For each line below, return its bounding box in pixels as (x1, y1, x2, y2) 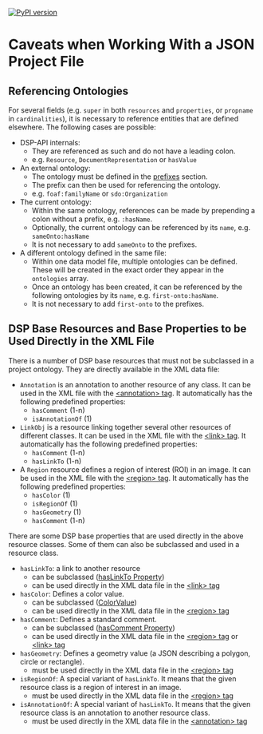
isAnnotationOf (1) (31, 414, 92, 423)
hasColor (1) (31, 490, 71, 499)
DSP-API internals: (19, 138, 81, 147)
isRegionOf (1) (31, 498, 78, 508)
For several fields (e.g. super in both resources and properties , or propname (8, 105, 253, 115)
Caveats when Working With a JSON (8, 36, 255, 54)
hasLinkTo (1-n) (31, 456, 82, 466)
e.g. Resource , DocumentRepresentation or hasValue (31, 155, 197, 164)
